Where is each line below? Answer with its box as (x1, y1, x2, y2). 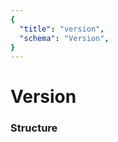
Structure (10, 121, 58, 135)
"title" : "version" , (19, 24, 105, 34)
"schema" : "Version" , (19, 33, 110, 43)
